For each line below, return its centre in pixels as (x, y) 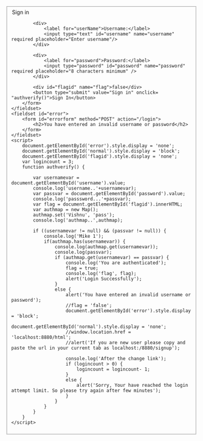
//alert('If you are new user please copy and (126, 342)
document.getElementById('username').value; (68, 183)
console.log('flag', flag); (101, 273)
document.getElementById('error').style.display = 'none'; (98, 145)
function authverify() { (53, 167)
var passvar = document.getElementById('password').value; (109, 193)
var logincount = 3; (48, 161)
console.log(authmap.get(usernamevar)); (107, 247)
